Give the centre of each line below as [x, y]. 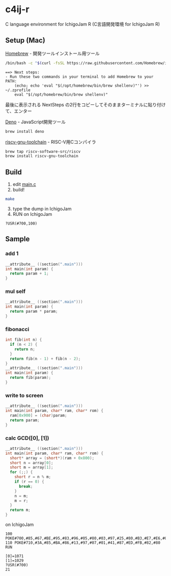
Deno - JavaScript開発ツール [36, 122]
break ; [26, 486]
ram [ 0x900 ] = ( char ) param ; [38, 416]
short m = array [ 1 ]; [32, 468]
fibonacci [17, 329]
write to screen [24, 395]
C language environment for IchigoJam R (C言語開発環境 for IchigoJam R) [83, 24]
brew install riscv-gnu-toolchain [42, 156]
